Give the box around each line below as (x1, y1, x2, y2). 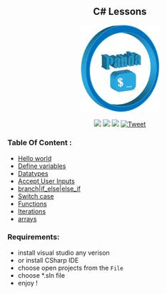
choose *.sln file (17, 271, 66, 280)
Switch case (17, 191, 54, 200)
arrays (17, 214, 37, 223)
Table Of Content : (7, 138, 72, 148)
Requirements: (7, 232, 60, 242)
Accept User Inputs (17, 177, 75, 185)
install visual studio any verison (17, 248, 111, 257)
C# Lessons (93, 6, 147, 18)
